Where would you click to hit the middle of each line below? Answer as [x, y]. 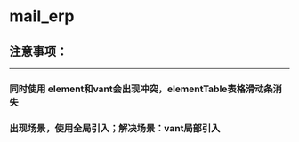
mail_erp [42, 16]
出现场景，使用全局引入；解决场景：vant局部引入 [115, 128]
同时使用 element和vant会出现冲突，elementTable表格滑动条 [141, 89]
